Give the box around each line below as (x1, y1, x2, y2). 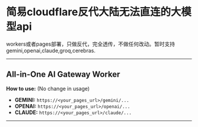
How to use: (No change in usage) (6, 85, 90, 92)
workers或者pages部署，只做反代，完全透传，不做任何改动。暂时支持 (6, 40, 175, 47)
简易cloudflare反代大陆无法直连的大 (6, 5, 181, 19)
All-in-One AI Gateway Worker (6, 70, 120, 80)
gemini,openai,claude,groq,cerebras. (6, 47, 96, 54)
